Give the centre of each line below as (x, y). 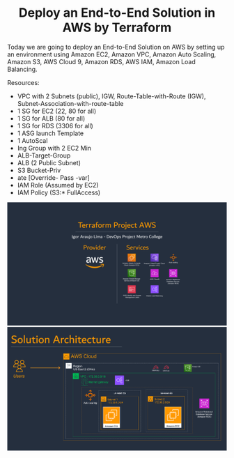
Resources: (23, 82)
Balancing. (22, 69)
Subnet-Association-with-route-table (70, 103)
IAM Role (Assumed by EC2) (58, 185)
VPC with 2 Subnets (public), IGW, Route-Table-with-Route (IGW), (111, 96)
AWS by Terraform (117, 28)
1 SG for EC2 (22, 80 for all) (56, 111)
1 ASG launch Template (50, 133)
